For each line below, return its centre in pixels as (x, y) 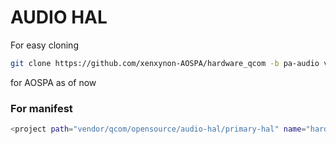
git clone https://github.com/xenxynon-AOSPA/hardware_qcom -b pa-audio (165, 63)
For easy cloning (44, 45)
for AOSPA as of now (53, 82)
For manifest (41, 108)
